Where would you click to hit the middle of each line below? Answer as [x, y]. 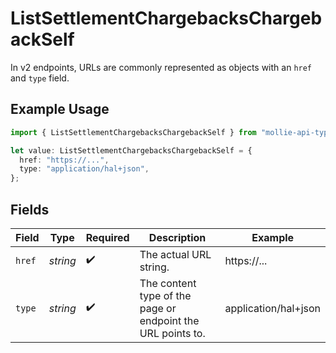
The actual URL [175, 254]
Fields [30, 209]
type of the [165, 295]
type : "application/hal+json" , [84, 169]
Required [107, 237]
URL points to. [172, 333]
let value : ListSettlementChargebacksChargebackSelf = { [131, 150]
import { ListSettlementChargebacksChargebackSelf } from [133, 132]
